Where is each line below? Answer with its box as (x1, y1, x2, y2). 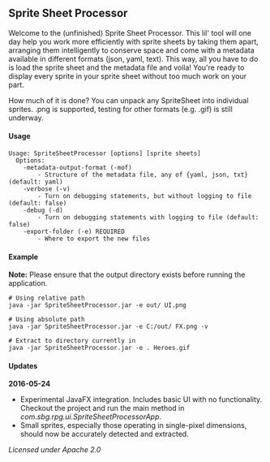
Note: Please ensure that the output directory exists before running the (8, 270, 246, 279)
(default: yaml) (8, 178, 63, 186)
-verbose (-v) (23, 185, 71, 193)
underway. (8, 113, 45, 123)
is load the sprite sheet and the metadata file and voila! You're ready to (8, 63, 245, 72)
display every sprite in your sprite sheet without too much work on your (8, 71, 247, 80)
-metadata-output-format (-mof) (23, 164, 132, 172)
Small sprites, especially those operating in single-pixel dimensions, (19, 421, 247, 430)
